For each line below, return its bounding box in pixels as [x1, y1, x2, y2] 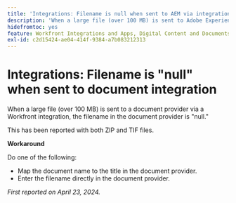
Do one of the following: [7, 153, 77, 162]
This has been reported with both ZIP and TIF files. [7, 126, 155, 134]
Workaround [7, 140, 45, 148]
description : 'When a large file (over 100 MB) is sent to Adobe [7, 17, 202, 24]
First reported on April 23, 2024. [7, 188, 100, 197]
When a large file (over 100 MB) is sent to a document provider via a [7, 105, 204, 113]
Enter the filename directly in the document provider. [17, 174, 171, 183]
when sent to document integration [7, 81, 217, 98]
